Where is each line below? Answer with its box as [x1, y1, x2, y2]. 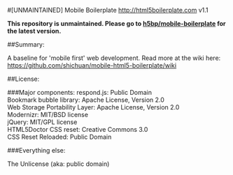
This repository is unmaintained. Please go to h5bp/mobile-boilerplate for [7, 20, 226, 27]
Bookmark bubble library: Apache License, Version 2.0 [7, 96, 164, 104]
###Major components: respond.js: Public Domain [7, 89, 153, 96]
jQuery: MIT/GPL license [7, 118, 78, 126]
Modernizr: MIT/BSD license [7, 111, 89, 119]
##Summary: [7, 40, 45, 48]
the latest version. [7, 27, 62, 35]
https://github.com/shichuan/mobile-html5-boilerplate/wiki [7, 61, 177, 69]
